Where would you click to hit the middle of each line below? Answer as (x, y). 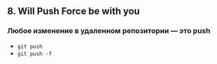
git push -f (34, 54)
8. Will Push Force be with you (73, 11)
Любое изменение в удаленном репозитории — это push (109, 31)
